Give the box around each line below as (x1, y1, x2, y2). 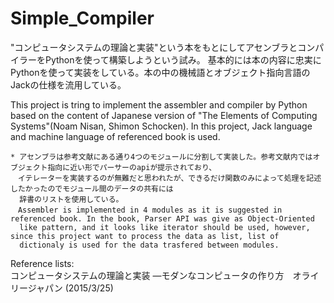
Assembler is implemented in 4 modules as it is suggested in (17, 205, 283, 215)
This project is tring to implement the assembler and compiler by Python (10, 98, 308, 111)
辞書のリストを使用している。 (19, 194, 124, 204)
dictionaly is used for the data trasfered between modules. (19, 240, 280, 250)
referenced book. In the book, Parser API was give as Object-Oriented (10, 213, 315, 224)
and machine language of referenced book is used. (10, 130, 221, 142)
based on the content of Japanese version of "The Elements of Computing (10, 109, 318, 121)
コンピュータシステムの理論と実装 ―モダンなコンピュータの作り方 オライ (10, 269, 320, 281)
